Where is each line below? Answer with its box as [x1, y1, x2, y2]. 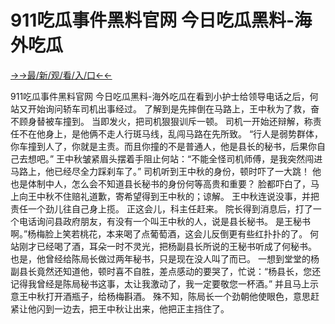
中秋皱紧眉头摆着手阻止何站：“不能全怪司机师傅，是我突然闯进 [64, 152, 323, 165]
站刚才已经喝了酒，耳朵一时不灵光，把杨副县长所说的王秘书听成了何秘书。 [10, 240, 317, 252]
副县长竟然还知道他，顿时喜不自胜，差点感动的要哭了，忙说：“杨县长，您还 [10, 265, 322, 277]
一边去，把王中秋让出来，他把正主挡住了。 [53, 302, 230, 315]
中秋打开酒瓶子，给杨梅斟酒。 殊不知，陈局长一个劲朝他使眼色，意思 [27, 290, 311, 302]
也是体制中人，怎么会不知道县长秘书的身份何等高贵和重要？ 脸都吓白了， [10, 177, 311, 190]
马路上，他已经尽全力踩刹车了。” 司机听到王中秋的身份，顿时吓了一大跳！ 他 [10, 165, 322, 177]
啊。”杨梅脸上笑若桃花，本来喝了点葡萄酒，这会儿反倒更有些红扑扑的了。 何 [10, 227, 320, 240]
